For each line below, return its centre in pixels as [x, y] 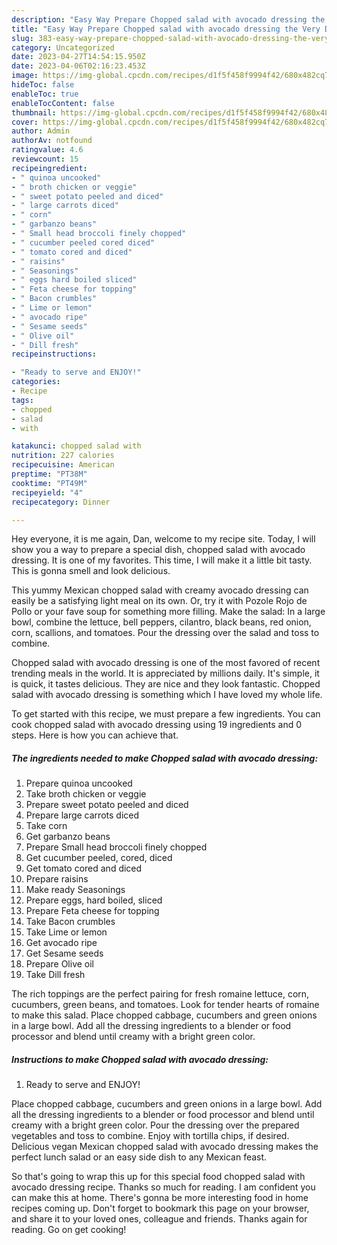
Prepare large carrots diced [82, 815]
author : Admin [41, 131]
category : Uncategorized [63, 47]
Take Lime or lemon [66, 932]
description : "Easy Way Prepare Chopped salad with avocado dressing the [168, 19]
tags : [22, 400]
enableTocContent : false [63, 103]
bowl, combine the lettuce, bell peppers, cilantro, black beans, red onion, [161, 622]
